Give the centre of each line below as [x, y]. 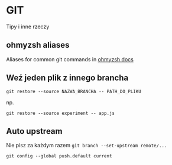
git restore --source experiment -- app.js [61, 113]
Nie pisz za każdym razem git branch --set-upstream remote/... [87, 146]
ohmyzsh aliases [38, 45]
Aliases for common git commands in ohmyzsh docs [70, 59]
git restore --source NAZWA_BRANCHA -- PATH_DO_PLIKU [74, 91]
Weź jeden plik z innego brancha [67, 78]
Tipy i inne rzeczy [28, 27]
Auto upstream [34, 131]
